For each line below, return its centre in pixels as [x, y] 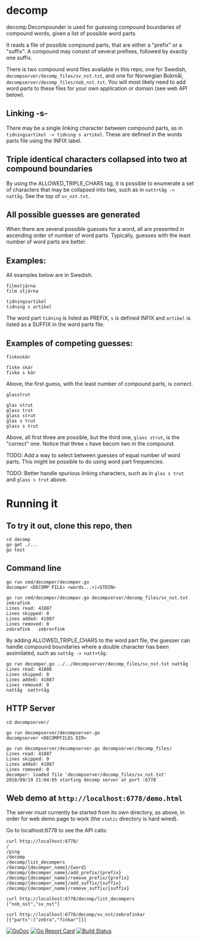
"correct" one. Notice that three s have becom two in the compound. [90, 444]
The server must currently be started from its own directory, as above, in [96, 813]
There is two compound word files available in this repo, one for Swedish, [96, 69]
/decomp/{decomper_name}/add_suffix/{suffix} [64, 883]
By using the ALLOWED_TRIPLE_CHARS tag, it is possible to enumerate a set [100, 183]
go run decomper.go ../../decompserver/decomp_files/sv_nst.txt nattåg [97, 664]
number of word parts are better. [46, 242]
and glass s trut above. [37, 480]
